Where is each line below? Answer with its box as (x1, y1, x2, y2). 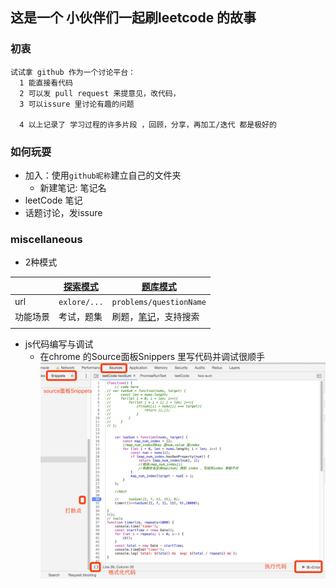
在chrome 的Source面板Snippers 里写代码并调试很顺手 (39, 351, 266, 363)
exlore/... (58, 298, 104, 308)
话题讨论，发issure (24, 206, 103, 218)
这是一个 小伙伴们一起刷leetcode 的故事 (10, 9, 257, 27)
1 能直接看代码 (19, 78, 73, 88)
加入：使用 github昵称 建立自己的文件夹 (24, 169, 182, 181)
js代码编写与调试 (24, 338, 94, 350)
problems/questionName (111, 298, 207, 308)
